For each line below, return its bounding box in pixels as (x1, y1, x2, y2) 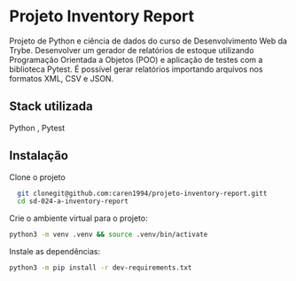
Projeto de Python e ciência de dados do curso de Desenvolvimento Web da (9, 35, 288, 46)
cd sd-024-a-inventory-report (17, 197, 129, 206)
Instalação (9, 148, 69, 163)
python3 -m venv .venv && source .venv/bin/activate (9, 230, 208, 239)
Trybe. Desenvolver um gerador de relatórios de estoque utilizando (9, 44, 254, 55)
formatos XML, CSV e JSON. (9, 73, 114, 83)
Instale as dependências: (9, 246, 101, 257)
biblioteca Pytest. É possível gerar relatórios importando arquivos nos (9, 64, 263, 74)
